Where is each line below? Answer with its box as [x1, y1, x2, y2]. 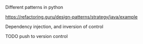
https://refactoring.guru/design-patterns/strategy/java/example [5, 14, 138, 19]
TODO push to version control [5, 33, 68, 39]
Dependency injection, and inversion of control [5, 23, 103, 29]
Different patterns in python [5, 4, 64, 10]
